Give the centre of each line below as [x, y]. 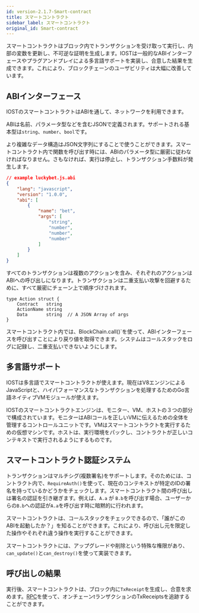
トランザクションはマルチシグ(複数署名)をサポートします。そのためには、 [96, 476]
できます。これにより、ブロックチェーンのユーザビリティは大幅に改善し [99, 68]
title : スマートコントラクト [38, 17]
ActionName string [40, 310]
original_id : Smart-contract [42, 28]
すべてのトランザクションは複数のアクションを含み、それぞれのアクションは [99, 273]
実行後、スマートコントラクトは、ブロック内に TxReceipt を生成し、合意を [96, 589]
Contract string [40, 304]
